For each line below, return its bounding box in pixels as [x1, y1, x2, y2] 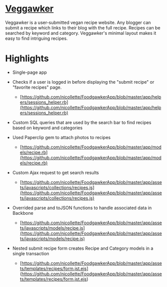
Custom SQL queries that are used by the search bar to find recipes [12, 119, 152, 125]
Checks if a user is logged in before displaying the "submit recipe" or [12, 79, 155, 85]
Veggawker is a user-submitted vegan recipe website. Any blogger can [5, 19, 151, 25]
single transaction [12, 250, 49, 257]
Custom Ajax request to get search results [12, 169, 99, 175]
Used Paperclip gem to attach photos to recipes [12, 134, 111, 140]
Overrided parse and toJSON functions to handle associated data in [12, 205, 152, 211]
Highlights [5, 53, 49, 64]
